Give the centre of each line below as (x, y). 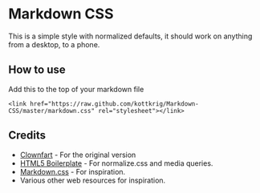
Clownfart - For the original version (78, 155)
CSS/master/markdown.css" (51, 111)
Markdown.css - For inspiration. (73, 171)
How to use (37, 70)
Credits (27, 136)
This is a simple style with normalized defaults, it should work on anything (130, 36)
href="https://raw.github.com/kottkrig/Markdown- (114, 104)
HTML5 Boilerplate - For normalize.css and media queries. (116, 163)
